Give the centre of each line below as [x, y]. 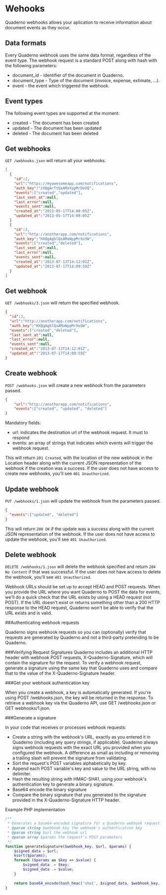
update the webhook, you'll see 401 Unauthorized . [56, 539]
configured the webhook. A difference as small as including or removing [85, 753]
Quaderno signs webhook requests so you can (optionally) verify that [76, 632]
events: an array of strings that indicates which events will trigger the [83, 443]
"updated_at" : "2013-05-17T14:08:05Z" [53, 216]
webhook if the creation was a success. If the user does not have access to [82, 469]
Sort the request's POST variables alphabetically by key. [69, 763]
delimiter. [22, 774]
